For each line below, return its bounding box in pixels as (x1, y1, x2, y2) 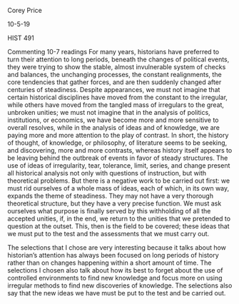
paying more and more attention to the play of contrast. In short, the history (7, 131, 229, 139)
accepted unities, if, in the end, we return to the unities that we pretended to (7, 214, 230, 223)
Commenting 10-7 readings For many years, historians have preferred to (7, 48, 220, 56)
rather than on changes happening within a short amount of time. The (7, 258, 212, 267)
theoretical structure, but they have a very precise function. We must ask (7, 199, 222, 208)
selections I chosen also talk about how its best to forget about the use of (7, 266, 223, 274)
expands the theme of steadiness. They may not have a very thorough (7, 192, 214, 200)
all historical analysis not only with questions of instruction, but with (7, 169, 207, 177)
